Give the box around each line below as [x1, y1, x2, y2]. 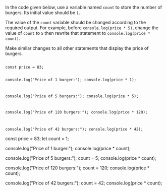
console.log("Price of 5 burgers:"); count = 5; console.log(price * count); [5, 155, 156, 161]
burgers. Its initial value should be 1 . [5, 10, 80, 16]
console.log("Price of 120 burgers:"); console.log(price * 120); [5, 110, 148, 115]
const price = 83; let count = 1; [5, 136, 69, 142]
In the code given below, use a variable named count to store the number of [5, 5, 162, 10]
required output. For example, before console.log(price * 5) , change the [5, 25, 159, 31]
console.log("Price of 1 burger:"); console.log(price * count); [5, 146, 131, 152]
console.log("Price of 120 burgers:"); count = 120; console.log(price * [5, 165, 150, 171]
